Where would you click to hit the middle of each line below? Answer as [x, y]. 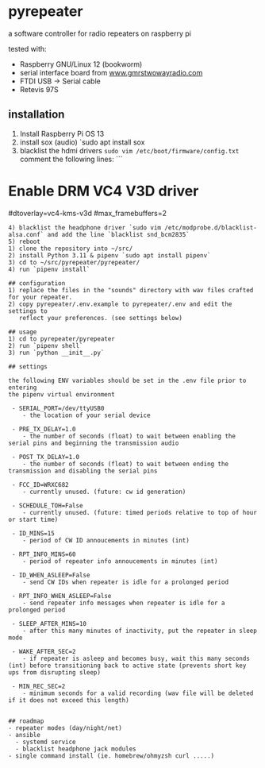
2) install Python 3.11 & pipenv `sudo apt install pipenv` [110, 255]
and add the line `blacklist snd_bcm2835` [119, 234]
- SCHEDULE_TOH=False [47, 506]
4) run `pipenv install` [49, 269]
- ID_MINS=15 [33, 533]
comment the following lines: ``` [71, 159]
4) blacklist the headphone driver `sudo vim [84, 228]
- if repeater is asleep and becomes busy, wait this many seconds [136, 658]
